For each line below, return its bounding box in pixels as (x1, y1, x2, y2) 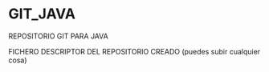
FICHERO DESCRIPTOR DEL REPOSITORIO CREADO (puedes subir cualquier (8, 46, 261, 56)
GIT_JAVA (8, 5, 76, 23)
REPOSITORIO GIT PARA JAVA (8, 31, 108, 41)
